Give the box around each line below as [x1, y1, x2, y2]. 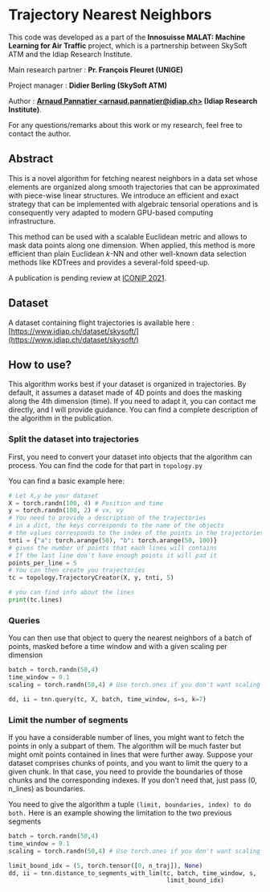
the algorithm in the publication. [8, 413, 114, 423]
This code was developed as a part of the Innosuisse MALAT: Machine [8, 32, 246, 42]
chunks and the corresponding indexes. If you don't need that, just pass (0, [8, 775, 257, 785]
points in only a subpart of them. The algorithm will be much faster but [8, 742, 242, 751]
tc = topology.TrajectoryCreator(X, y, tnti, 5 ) [8, 573, 174, 582]
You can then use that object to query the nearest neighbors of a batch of [8, 633, 252, 643]
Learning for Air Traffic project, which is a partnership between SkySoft [8, 40, 247, 50]
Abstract [8, 152, 54, 166]
